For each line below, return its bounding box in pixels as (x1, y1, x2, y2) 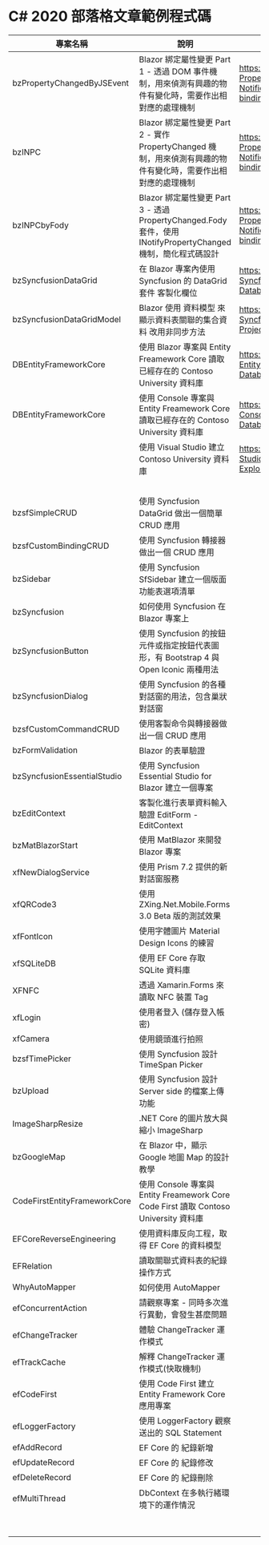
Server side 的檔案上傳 (139, 1085, 225, 1096)
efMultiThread (12, 1492, 66, 1503)
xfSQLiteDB (12, 958, 56, 969)
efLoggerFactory (12, 1420, 76, 1431)
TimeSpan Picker (139, 1059, 203, 1070)
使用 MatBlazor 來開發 (139, 834, 222, 845)
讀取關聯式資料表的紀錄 (139, 1255, 228, 1266)
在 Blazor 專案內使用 (139, 263, 216, 274)
